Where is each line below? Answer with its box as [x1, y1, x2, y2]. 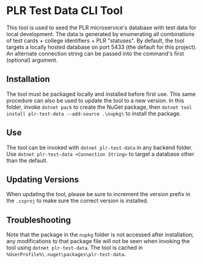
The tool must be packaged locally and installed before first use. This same [6, 90, 196, 98]
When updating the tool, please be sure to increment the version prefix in [6, 191, 191, 198]
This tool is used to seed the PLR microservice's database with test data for [6, 24, 197, 31]
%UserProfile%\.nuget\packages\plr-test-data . [6, 251, 126, 258]
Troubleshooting [6, 215, 72, 225]
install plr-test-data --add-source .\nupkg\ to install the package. [6, 109, 182, 117]
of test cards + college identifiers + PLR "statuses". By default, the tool [6, 37, 185, 44]
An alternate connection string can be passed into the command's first [6, 50, 185, 57]
